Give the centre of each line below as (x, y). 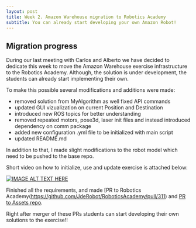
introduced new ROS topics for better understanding (78, 114)
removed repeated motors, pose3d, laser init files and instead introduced (102, 120)
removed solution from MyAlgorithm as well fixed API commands (92, 101)
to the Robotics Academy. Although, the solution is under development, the (97, 72)
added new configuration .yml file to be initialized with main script (94, 133)
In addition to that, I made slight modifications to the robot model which (92, 150)
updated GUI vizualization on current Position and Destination (89, 108)
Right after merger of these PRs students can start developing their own (93, 214)
